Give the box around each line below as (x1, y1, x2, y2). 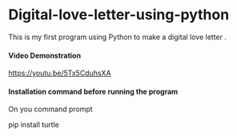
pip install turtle (8, 120, 60, 130)
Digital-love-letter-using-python (8, 6, 230, 24)
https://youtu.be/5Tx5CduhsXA (8, 68, 111, 78)
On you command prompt (8, 104, 94, 114)
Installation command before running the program (8, 87, 179, 96)
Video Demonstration (8, 50, 82, 60)
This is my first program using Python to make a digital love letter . (8, 32, 227, 42)
